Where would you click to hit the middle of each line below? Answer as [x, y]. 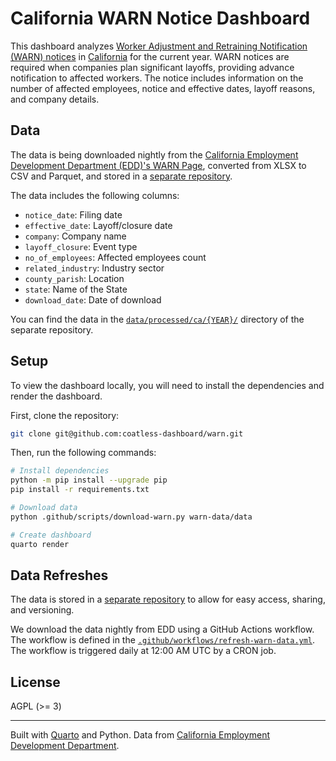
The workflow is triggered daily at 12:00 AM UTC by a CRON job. [143, 651]
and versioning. [42, 610]
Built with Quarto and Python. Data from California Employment [140, 735]
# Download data [44, 508]
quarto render [40, 544]
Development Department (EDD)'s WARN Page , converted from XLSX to [158, 165]
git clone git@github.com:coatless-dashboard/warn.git [127, 433]
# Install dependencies [60, 471]
